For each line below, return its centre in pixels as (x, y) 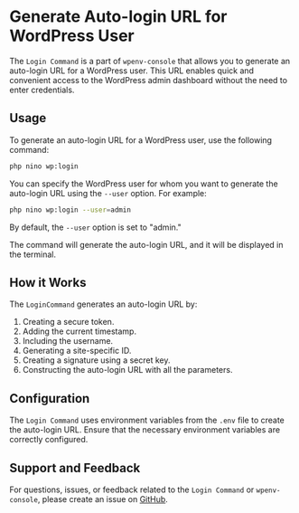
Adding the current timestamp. (79, 331)
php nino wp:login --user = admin (70, 210)
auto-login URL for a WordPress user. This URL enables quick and (132, 71)
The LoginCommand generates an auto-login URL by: (103, 304)
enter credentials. (42, 90)
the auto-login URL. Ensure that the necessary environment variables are (145, 430)
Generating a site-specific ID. (77, 351)
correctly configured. (49, 440)
